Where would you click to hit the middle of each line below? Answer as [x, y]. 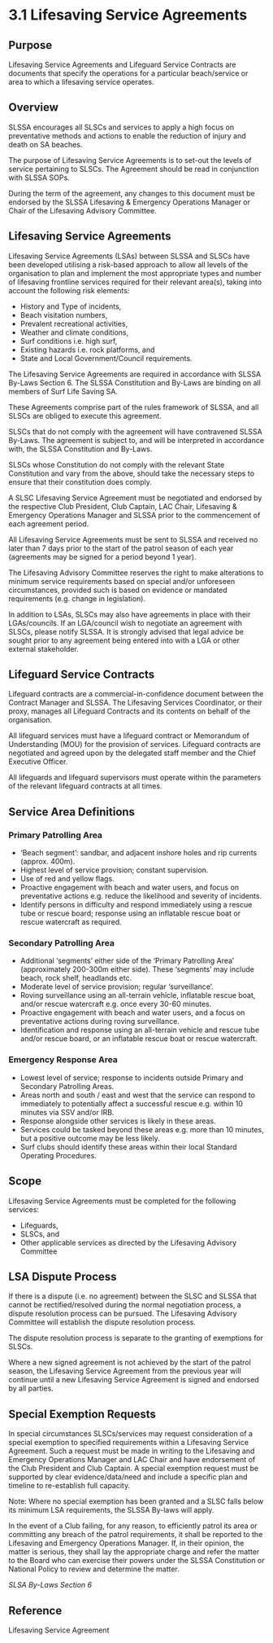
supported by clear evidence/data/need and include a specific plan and [128, 1477]
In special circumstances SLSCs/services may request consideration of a [131, 1434]
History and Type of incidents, [71, 306]
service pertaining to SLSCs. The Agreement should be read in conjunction [134, 169]
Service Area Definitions [72, 812]
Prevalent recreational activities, [74, 323]
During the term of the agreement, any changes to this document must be [132, 193]
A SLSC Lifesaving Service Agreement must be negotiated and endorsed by [135, 498]
